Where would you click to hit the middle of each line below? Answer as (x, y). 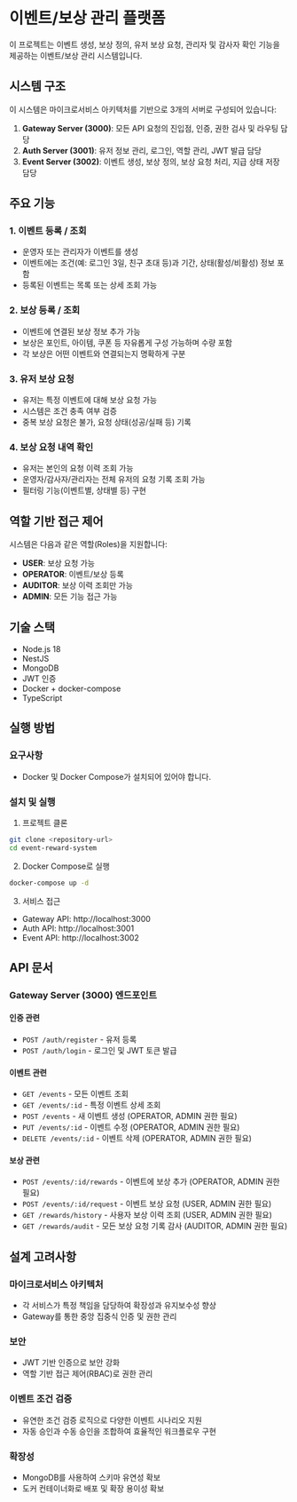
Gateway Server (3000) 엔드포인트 (83, 995)
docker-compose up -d (49, 883)
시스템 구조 (38, 87)
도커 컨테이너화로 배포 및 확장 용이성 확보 (93, 1489)
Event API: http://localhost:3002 (80, 937)
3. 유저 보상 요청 (42, 378)
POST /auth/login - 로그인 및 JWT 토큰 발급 (99, 1051)
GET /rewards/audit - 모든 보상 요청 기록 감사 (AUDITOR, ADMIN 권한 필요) (155, 1226)
